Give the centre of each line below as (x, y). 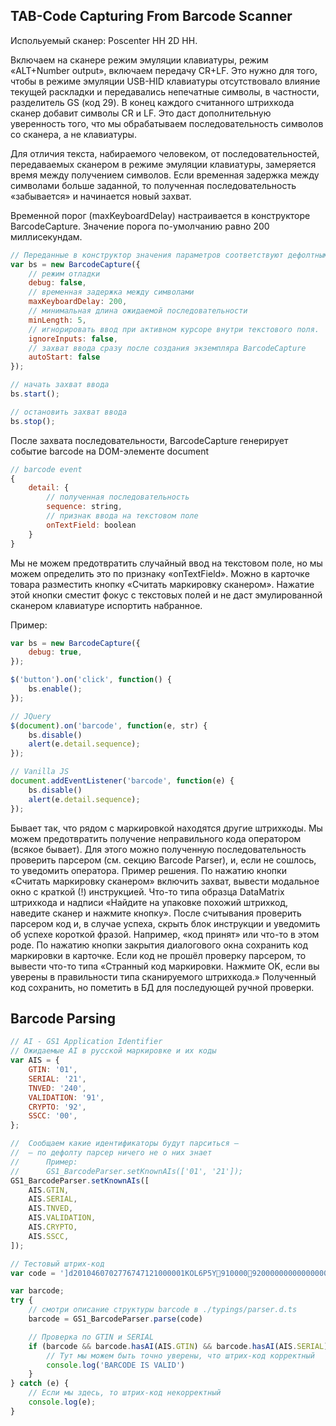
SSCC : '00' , (53, 1116)
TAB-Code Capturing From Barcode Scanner (151, 16)
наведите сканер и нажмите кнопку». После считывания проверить (156, 913)
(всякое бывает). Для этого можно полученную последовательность (158, 849)
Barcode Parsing (63, 1018)
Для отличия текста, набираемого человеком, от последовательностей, (165, 153)
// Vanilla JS (40, 772)
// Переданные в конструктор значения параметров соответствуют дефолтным (169, 255)
